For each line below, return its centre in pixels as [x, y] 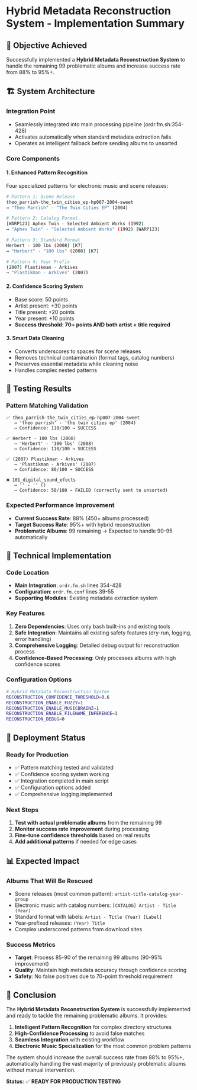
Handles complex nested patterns [56, 370]
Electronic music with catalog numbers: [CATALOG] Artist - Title [95, 905]
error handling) [33, 639]
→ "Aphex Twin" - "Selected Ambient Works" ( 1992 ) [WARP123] [83, 229]
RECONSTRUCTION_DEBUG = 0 [35, 719]
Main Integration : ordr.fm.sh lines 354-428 [68, 585]
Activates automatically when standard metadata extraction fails [93, 137]
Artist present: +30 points [46, 306]
